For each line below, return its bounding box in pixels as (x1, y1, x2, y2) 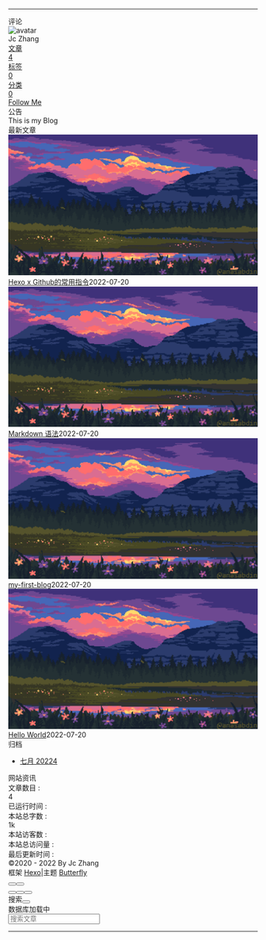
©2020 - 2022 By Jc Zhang (8, 858, 99, 868)
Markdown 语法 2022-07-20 (8, 429, 99, 438)
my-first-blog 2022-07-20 (8, 579, 92, 589)
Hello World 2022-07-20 (8, 730, 87, 739)
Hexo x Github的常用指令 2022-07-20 (8, 277, 129, 286)
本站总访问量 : (8, 839, 54, 849)
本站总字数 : (8, 812, 47, 820)
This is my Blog (8, 116, 59, 125)
